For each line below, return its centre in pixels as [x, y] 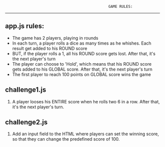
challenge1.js [26, 90]
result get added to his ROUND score [50, 48]
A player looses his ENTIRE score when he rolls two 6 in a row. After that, [86, 101]
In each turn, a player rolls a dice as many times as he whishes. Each [82, 43]
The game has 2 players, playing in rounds [55, 38]
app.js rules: [25, 26]
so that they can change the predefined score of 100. [66, 139]
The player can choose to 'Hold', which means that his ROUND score [82, 64]
